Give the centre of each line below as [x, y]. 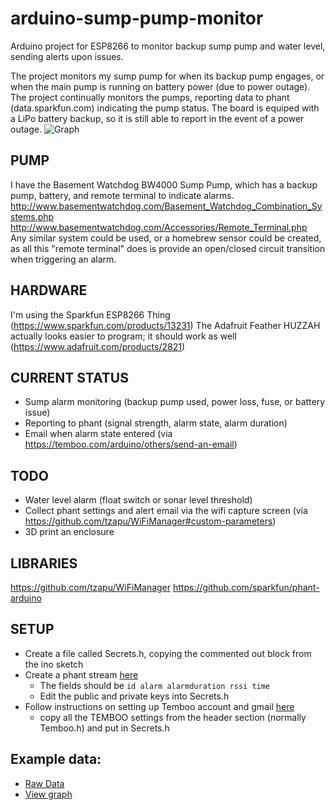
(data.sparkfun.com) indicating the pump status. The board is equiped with [165, 108]
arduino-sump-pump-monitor [137, 18]
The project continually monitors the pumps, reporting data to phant [150, 97]
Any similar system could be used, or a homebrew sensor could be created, [166, 238]
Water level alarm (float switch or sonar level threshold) [138, 500]
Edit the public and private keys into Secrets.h [134, 696]
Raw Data [44, 783]
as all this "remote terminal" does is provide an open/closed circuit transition [168, 248]
